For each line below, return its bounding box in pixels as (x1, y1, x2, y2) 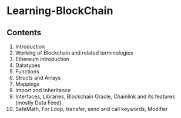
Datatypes (15, 62, 41, 69)
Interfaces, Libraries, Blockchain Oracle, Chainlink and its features (15, 93, 175, 100)
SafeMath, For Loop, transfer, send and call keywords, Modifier (15, 106, 168, 112)
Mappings (15, 80, 40, 87)
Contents (6, 28, 42, 38)
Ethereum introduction (15, 56, 70, 62)
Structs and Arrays (15, 75, 61, 81)
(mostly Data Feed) (15, 99, 62, 106)
